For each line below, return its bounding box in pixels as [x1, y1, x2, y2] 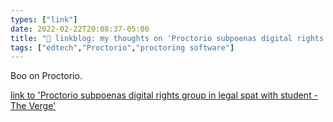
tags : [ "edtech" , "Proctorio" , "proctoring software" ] [10, 42, 235, 53]
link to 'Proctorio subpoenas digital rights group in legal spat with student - [10, 89, 319, 101]
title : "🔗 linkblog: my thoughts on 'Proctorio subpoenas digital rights [10, 33, 325, 43]
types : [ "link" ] [10, 14, 78, 25]
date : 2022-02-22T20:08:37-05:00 [10, 24, 150, 34]
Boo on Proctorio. [10, 70, 83, 82]
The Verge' [10, 100, 57, 112]
